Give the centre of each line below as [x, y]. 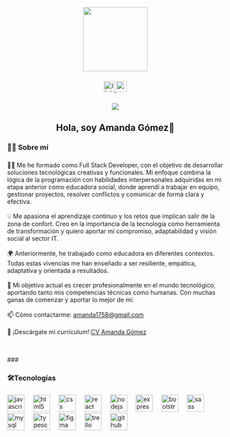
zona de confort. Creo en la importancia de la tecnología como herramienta [114, 224]
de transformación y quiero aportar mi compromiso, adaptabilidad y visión [112, 231]
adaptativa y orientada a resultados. [58, 271]
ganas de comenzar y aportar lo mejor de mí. [71, 300]
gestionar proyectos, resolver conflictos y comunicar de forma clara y [106, 194]
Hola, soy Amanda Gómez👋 [115, 128]
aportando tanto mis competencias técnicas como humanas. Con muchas [112, 293]
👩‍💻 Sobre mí [28, 147]
